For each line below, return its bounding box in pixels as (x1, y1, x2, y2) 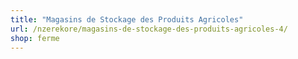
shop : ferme (10, 33, 60, 43)
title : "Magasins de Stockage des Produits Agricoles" (10, 14, 244, 25)
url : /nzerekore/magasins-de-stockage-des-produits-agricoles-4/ (10, 24, 288, 34)
